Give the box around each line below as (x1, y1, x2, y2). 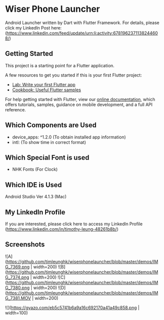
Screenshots (5, 240, 45, 249)
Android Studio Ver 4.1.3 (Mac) (5, 194, 67, 200)
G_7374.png (5, 274, 29, 280)
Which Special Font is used (5, 153, 90, 161)
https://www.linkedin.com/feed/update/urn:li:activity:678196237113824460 (6, 30, 158, 36)
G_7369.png (5, 264, 30, 269)
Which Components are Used (5, 121, 97, 130)
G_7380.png (5, 285, 30, 291)
